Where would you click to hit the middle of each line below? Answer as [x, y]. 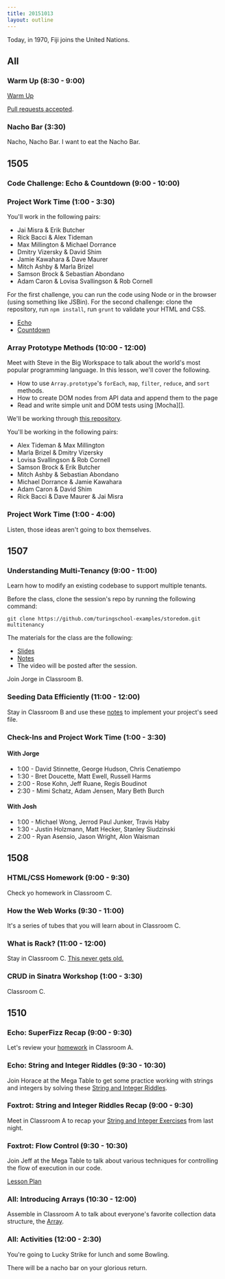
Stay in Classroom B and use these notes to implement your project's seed [113, 712]
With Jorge [23, 753]
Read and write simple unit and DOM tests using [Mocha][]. [101, 405]
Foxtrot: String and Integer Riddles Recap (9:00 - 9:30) [100, 1105]
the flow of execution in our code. [55, 1168]
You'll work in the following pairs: [54, 217]
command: [22, 606]
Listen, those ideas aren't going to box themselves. [79, 529]
